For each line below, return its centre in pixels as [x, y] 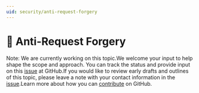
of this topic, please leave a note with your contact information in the [91, 77]
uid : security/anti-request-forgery [52, 12]
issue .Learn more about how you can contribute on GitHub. [79, 83]
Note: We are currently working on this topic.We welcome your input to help [99, 58]
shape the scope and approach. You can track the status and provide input [98, 64]
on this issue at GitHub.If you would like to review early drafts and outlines [97, 71]
